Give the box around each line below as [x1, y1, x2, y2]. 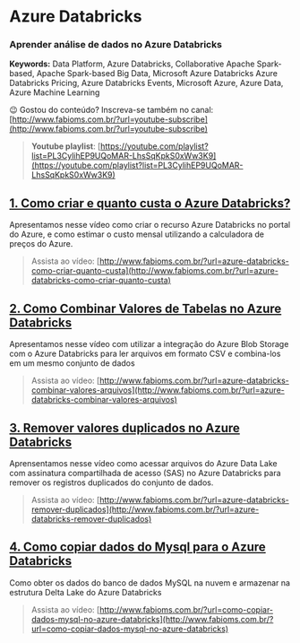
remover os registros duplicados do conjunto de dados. [9, 477, 214, 488]
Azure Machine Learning [9, 87, 100, 98]
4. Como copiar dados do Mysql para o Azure [9, 540, 266, 555]
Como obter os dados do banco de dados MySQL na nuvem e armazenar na [9, 577, 291, 588]
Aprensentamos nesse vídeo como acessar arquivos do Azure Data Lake [9, 457, 278, 468]
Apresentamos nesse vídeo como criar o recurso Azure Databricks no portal [9, 220, 291, 230]
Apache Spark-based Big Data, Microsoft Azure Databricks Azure [36, 68, 278, 79]
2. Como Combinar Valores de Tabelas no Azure [9, 300, 282, 316]
